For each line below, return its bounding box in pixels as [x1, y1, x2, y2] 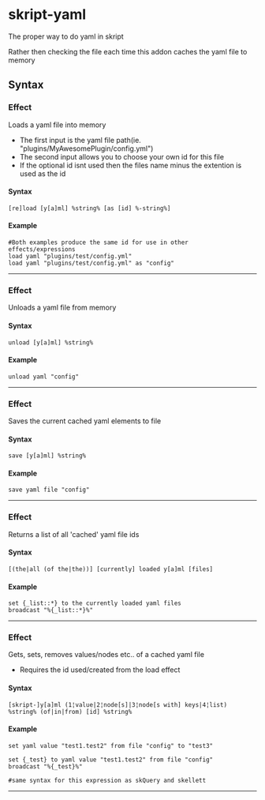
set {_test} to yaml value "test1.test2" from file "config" [8, 756, 214, 764]
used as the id [19, 168, 66, 178]
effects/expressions [8, 246, 77, 254]
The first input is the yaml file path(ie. [19, 135, 142, 145]
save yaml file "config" [8, 486, 90, 494]
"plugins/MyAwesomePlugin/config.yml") [19, 144, 154, 153]
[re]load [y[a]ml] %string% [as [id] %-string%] [8, 204, 171, 212]
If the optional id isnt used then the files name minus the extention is [19, 160, 242, 170]
